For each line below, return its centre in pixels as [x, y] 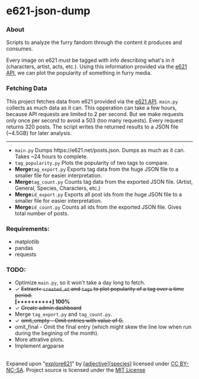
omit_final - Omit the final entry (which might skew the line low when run [103, 327]
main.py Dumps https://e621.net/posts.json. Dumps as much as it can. [100, 150]
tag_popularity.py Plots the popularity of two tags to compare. [92, 162]
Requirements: [28, 228]
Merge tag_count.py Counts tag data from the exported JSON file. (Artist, [104, 181]
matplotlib [27, 242]
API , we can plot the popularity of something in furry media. [79, 73]
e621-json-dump [48, 11]
